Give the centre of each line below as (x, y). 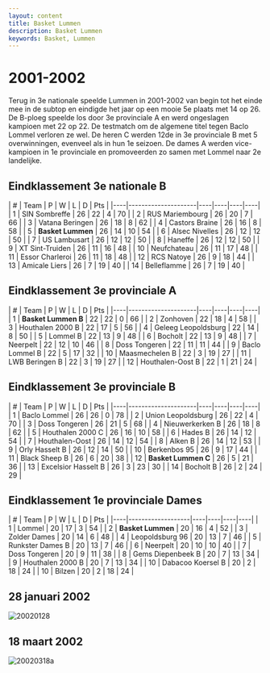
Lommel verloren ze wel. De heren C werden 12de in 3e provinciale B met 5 (133, 135)
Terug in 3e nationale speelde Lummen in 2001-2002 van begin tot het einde (135, 101)
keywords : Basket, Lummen (52, 38)
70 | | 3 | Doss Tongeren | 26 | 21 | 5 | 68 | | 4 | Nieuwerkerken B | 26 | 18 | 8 (134, 424)
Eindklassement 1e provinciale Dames (106, 501)
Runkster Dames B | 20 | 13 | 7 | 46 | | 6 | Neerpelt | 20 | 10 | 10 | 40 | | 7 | (130, 546)
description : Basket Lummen (56, 31)
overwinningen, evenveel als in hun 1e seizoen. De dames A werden (121, 144)
